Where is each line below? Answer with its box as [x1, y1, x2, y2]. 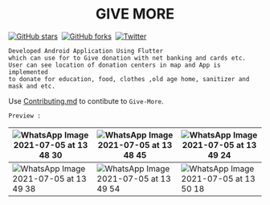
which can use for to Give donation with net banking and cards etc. [8, 54, 247, 62]
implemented [8, 68, 48, 76]
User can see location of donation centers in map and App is [8, 61, 221, 69]
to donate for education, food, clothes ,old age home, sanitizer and [8, 75, 250, 83]
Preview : [8, 112, 42, 120]
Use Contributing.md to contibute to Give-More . [8, 96, 164, 105]
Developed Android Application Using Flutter [8, 47, 163, 55]
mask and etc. [8, 82, 56, 90]
